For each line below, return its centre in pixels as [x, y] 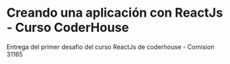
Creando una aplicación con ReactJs [115, 13]
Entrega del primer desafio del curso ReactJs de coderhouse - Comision [110, 47]
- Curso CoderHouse [68, 27]
